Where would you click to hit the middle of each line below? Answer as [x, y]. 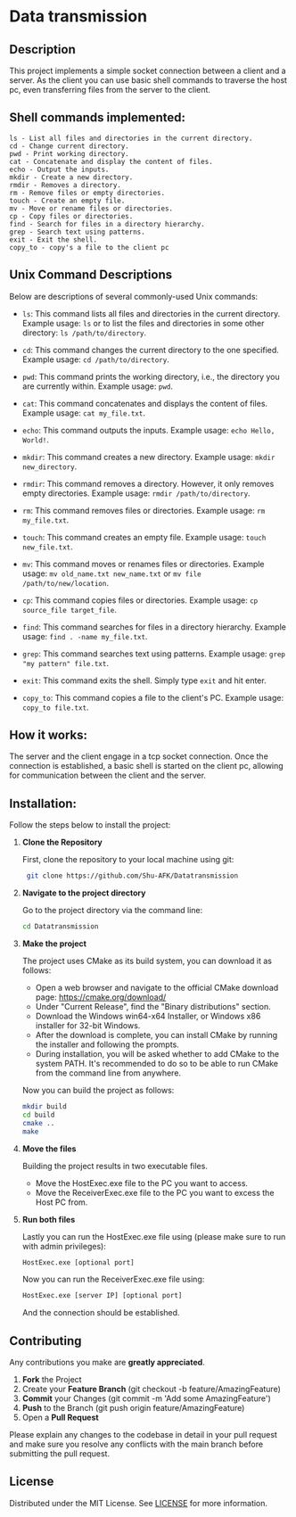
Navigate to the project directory [84, 893]
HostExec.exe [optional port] [78, 1262]
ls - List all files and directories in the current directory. [131, 138]
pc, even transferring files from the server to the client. [110, 90]
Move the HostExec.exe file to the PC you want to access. [141, 1183]
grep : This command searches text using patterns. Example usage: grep [153, 654]
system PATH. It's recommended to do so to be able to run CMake [157, 1064]
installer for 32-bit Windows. [88, 1026]
